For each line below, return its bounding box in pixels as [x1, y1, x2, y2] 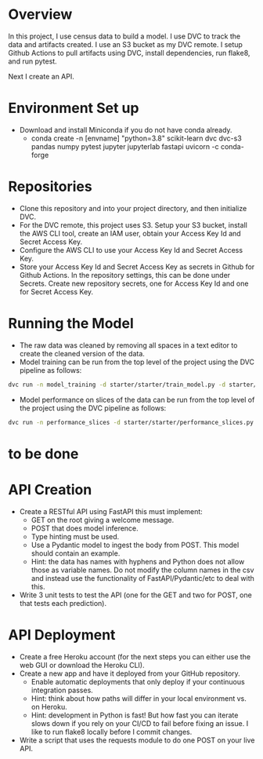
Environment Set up [8, 100, 139, 117]
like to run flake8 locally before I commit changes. [31, 727, 193, 736]
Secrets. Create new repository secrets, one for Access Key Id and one [19, 279, 249, 288]
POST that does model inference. [31, 524, 139, 533]
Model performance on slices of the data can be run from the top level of [19, 395, 255, 404]
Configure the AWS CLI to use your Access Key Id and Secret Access [19, 245, 243, 254]
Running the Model [8, 315, 135, 332]
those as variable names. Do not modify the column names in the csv [31, 565, 254, 575]
